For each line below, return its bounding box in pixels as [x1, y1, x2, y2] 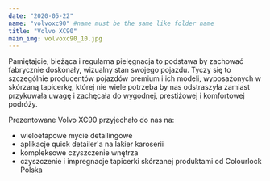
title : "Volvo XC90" [8, 27, 78, 35]
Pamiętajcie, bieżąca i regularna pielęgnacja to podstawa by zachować [8, 57, 244, 66]
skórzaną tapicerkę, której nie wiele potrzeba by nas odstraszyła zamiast [8, 82, 250, 92]
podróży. [8, 99, 38, 109]
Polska [19, 165, 43, 175]
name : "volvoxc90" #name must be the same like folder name [8, 19, 215, 27]
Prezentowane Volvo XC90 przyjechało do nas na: [8, 115, 175, 125]
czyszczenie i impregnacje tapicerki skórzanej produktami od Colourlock [19, 157, 262, 166]
